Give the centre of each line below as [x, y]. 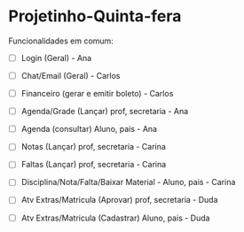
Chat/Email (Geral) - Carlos [71, 76]
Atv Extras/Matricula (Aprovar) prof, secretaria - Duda [119, 200]
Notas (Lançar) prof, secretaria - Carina [93, 147]
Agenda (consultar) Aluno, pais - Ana [89, 129]
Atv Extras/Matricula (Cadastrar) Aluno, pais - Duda [115, 218]
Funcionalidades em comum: [61, 41]
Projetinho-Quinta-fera [95, 16]
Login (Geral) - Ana [56, 58]
